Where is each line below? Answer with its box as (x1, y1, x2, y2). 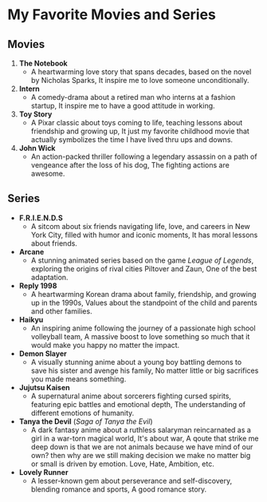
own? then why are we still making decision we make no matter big (30, 450, 251, 460)
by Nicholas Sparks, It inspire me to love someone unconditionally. (30, 76, 249, 85)
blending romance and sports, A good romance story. (30, 484, 207, 494)
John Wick (18, 144, 56, 152)
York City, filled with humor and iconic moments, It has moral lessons (30, 230, 258, 239)
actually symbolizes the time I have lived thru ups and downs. (30, 135, 233, 144)
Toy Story (18, 109, 53, 119)
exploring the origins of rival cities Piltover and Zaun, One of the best (30, 263, 257, 273)
